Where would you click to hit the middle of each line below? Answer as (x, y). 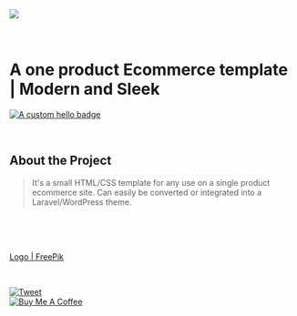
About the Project (61, 161)
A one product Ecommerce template (149, 70)
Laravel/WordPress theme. (82, 202)
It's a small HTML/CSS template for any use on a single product (151, 182)
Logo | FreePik (37, 256)
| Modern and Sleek (85, 89)
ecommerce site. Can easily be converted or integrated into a (147, 192)
